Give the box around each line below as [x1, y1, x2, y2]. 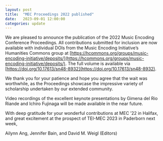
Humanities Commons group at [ [5, 50, 72, 56]
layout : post [5, 7, 32, 12]
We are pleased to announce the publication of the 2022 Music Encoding [5, 35, 155, 40]
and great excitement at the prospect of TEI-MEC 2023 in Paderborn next [5, 115, 156, 121]
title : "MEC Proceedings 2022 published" [5, 12, 94, 17]
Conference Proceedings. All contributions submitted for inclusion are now [5, 40, 158, 46]
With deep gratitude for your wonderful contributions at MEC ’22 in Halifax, [5, 110, 159, 116]
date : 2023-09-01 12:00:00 [5, 16, 65, 21]
